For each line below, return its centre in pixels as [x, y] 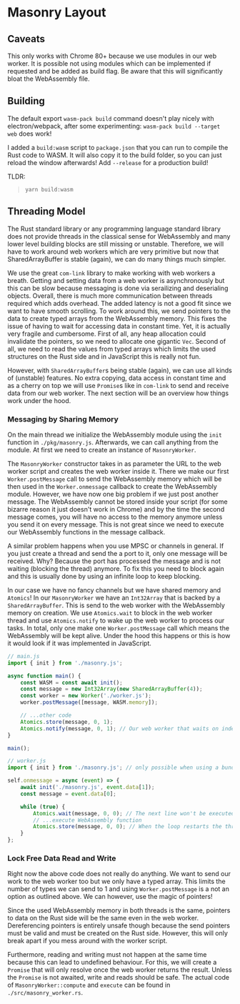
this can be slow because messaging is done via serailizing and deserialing [118, 288]
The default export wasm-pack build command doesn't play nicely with [111, 118]
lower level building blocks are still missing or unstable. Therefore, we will [116, 244]
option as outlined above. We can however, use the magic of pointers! [110, 897]
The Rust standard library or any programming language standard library [114, 229]
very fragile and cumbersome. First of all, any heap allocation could [107, 334]
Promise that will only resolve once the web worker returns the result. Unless [120, 970]
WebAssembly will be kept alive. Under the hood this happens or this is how [119, 635]
